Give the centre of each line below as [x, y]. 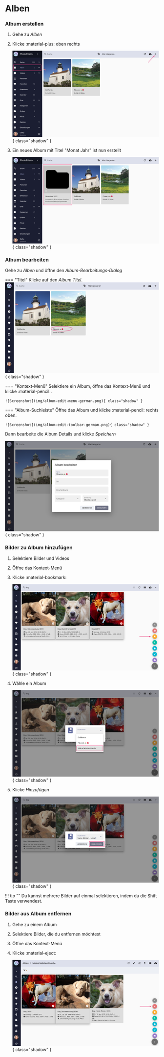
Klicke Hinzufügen [31, 789]
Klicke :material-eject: [34, 953]
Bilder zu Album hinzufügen [39, 548]
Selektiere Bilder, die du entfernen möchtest [56, 934]
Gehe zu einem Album [34, 924]
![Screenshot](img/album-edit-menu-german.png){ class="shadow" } [74, 401]
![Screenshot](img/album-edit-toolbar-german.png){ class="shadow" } [77, 425]
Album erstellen [24, 24]
